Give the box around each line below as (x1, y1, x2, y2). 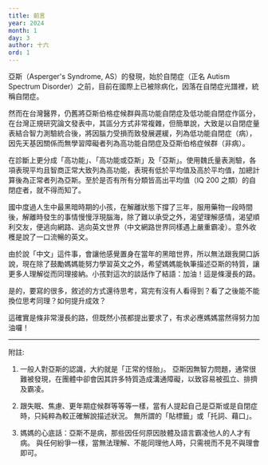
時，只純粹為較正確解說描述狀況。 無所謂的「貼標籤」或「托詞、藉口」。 (19, 412, 257, 420)
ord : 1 (8, 49, 30, 57)
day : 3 (8, 33, 30, 42)
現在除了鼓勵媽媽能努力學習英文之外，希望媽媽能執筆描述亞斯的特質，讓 (22, 259, 260, 268)
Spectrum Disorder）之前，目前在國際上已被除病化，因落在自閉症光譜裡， (8, 81, 253, 91)
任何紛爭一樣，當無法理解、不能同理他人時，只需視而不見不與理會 (42, 438, 260, 447)
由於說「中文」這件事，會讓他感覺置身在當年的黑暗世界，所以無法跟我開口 (8, 249, 253, 258)
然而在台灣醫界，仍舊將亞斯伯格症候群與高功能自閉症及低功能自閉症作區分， (8, 108, 260, 118)
